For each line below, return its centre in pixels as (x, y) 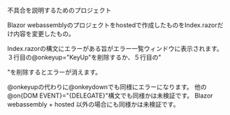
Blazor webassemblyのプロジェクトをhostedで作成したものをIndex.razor (113, 25)
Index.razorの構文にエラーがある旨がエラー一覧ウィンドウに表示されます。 (115, 48)
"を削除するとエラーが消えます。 (55, 72)
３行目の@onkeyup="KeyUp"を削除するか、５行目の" (85, 57)
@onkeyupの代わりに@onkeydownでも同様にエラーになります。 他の (107, 87)
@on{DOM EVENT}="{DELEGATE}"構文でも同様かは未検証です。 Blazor (110, 95)
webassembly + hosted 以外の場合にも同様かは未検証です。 (93, 104)
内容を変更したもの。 (44, 34)
